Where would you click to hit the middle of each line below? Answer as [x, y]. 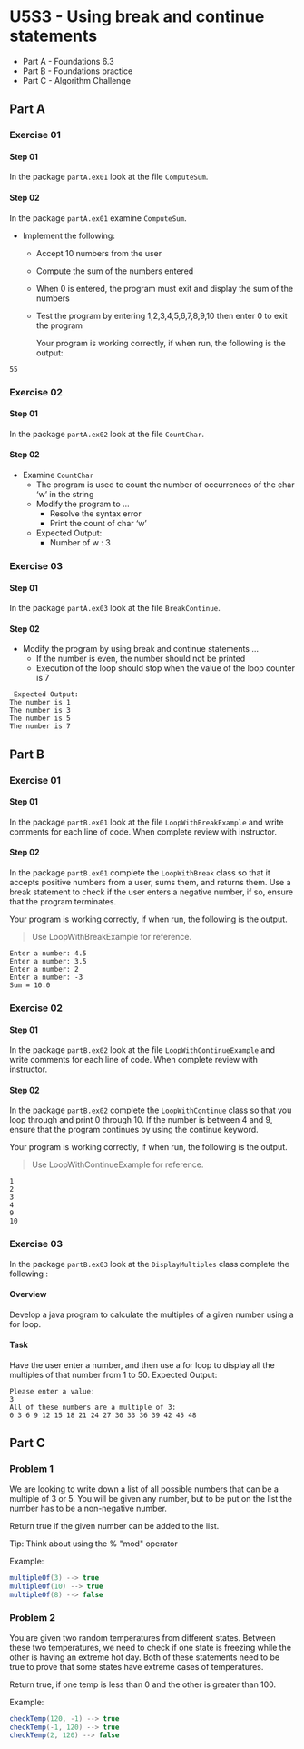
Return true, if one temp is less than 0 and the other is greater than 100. [143, 1684]
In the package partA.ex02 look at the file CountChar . [107, 434]
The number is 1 [40, 703]
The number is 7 [40, 726]
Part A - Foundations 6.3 [69, 61]
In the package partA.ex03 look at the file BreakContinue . [115, 608]
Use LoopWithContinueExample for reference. [118, 1164]
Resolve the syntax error [96, 513]
